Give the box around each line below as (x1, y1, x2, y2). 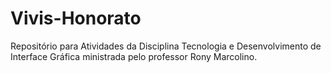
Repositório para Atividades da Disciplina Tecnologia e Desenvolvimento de (10, 40, 322, 52)
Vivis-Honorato (10, 7, 142, 30)
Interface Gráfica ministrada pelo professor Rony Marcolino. (10, 50, 258, 62)
